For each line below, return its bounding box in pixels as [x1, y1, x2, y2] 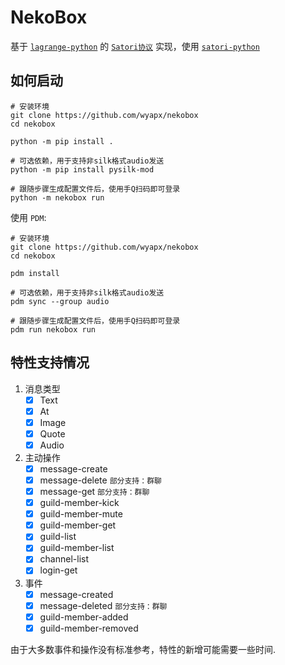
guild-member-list [39, 542, 115, 554]
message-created [39, 588, 114, 600]
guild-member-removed [39, 622, 139, 634]
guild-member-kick [39, 497, 120, 509]
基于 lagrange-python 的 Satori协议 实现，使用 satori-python [10, 40, 260, 52]
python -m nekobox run [10, 192, 105, 203]
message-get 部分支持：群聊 [39, 486, 150, 497]
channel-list [39, 553, 90, 565]
